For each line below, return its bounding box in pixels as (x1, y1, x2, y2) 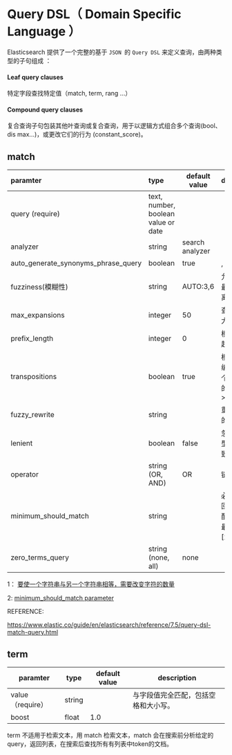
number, (148, 200, 176, 210)
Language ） (7, 24, 81, 39)
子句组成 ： (19, 56, 52, 64)
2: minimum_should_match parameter (7, 594, 114, 603)
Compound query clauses (7, 105, 84, 114)
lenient (10, 438, 33, 448)
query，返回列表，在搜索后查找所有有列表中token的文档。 (7, 739, 173, 748)
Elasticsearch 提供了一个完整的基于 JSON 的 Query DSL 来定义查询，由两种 (7, 48, 216, 56)
